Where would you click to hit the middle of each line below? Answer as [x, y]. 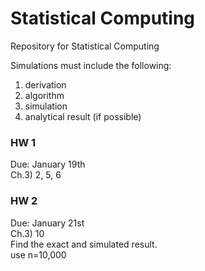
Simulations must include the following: [91, 65]
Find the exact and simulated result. [84, 244]
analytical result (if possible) [83, 116]
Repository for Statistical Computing [85, 46]
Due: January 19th [48, 164]
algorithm [44, 95]
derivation [45, 84]
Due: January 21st [47, 223]
